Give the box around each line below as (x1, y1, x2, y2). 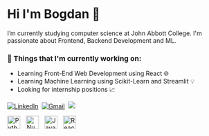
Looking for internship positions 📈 (17, 86, 116, 94)
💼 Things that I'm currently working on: (7, 53, 142, 63)
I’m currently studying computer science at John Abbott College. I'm (7, 29, 203, 37)
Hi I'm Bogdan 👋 (7, 6, 100, 22)
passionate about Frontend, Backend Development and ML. (7, 36, 176, 44)
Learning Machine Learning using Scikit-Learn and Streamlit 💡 (17, 77, 195, 86)
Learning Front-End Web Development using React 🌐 (17, 69, 169, 78)
